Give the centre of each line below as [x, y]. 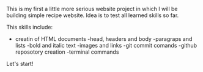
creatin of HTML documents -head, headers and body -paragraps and [104, 39]
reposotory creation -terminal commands [67, 52]
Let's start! [20, 64]
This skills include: [30, 27]
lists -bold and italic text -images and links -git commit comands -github [106, 45]
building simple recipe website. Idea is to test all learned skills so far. [93, 15]
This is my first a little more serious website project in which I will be [92, 9]
